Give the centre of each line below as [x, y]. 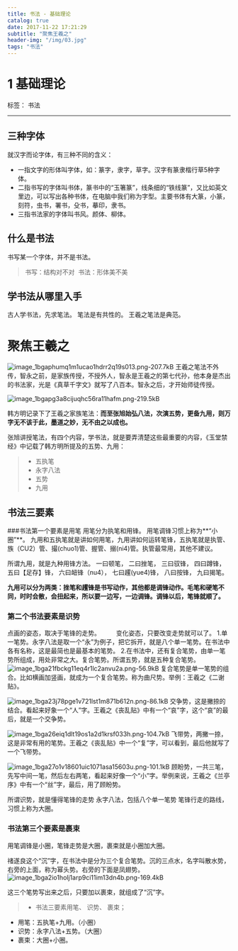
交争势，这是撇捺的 [198, 702]
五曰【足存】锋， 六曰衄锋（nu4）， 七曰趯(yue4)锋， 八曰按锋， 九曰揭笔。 [118, 573]
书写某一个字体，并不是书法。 [51, 257]
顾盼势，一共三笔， [199, 767]
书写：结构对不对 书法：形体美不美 [76, 272]
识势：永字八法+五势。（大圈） [62, 931]
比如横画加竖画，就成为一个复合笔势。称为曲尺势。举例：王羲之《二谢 [122, 677]
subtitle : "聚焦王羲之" [40, 34]
